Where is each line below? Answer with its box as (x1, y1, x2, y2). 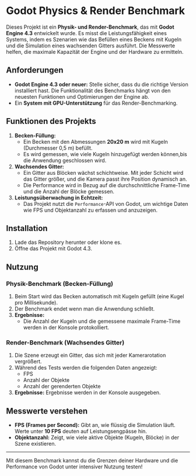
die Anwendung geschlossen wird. (23, 157, 107, 164)
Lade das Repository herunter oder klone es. (14, 239, 122, 246)
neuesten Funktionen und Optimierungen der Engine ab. (14, 93, 150, 100)
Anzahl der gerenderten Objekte (23, 383, 101, 390)
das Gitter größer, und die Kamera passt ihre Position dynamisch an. (23, 175, 187, 182)
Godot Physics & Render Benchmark (6, 4, 185, 18)
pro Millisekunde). (14, 299, 58, 306)
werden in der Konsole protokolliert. (23, 324, 110, 331)
